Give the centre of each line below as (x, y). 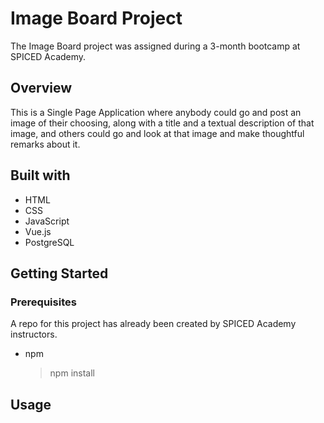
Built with (40, 175)
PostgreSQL (49, 242)
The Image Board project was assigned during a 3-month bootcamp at (155, 46)
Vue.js (38, 231)
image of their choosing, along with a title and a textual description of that (162, 123)
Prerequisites (43, 302)
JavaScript (47, 221)
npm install (72, 373)
